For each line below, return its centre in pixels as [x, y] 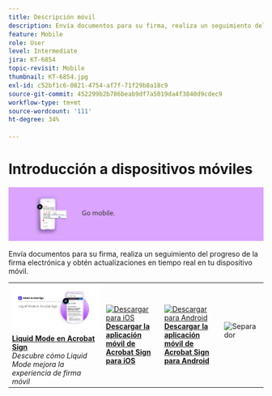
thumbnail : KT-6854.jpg [49, 77]
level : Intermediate [43, 51]
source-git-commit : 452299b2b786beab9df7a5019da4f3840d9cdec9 [115, 94]
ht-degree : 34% [34, 120]
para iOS [121, 360]
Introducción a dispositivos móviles [131, 169]
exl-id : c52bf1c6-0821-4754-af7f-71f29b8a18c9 [88, 85]
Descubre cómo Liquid [49, 356]
